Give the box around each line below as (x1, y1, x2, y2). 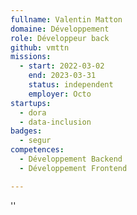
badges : (10, 126, 43, 136)
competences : (10, 145, 65, 155)
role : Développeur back (10, 33, 110, 43)
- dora (19, 107, 47, 118)
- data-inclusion (19, 117, 92, 127)
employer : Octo (28, 89, 92, 99)
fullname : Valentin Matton (10, 14, 123, 25)
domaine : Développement (10, 24, 110, 34)
